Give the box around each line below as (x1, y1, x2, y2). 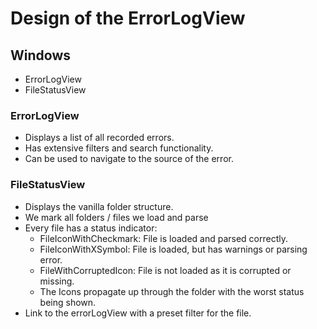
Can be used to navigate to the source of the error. (24, 153, 234, 165)
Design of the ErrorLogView (10, 7, 246, 30)
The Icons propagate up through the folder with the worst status (39, 285, 305, 297)
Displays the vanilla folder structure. (24, 200, 174, 212)
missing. (39, 275, 75, 287)
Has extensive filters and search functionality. (24, 142, 214, 154)
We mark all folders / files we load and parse (24, 211, 209, 223)
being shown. (39, 296, 97, 308)
